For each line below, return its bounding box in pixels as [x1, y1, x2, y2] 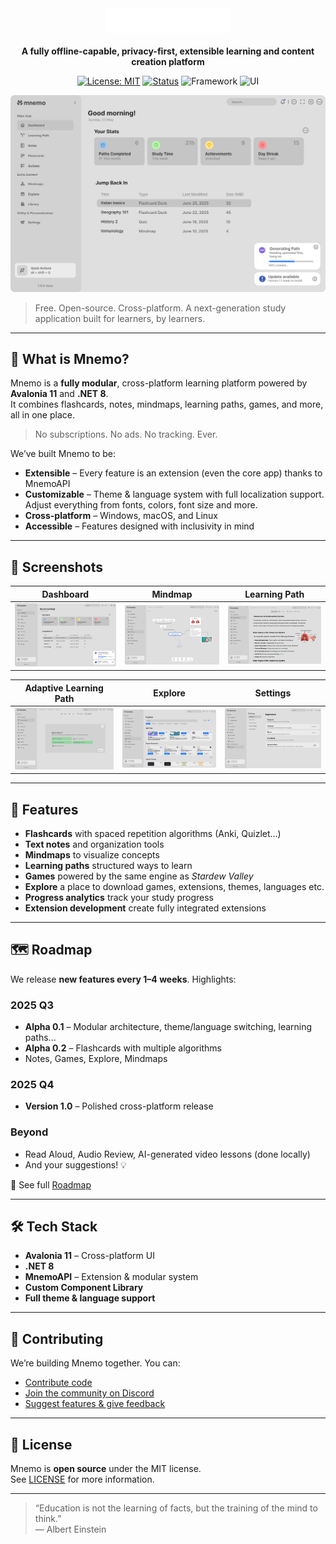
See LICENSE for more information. [10, 1473, 155, 1486]
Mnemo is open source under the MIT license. [10, 1463, 202, 1475]
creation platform [131, 56, 205, 67]
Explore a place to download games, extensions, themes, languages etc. [24, 880, 325, 892]
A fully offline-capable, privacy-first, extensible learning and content [21, 45, 315, 57]
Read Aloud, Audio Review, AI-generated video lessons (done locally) [24, 1148, 311, 1160]
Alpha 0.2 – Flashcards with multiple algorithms [24, 1042, 222, 1054]
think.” [34, 1513, 62, 1525]
